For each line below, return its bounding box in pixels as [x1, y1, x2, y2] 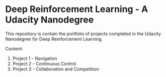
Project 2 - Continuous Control [12, 60, 76, 66]
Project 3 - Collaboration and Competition [12, 66, 100, 72]
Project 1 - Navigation [12, 55, 57, 61]
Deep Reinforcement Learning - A [5, 3, 148, 15]
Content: [5, 45, 24, 51]
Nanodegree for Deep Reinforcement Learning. [5, 36, 103, 42]
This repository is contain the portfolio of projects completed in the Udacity [5, 30, 161, 36]
